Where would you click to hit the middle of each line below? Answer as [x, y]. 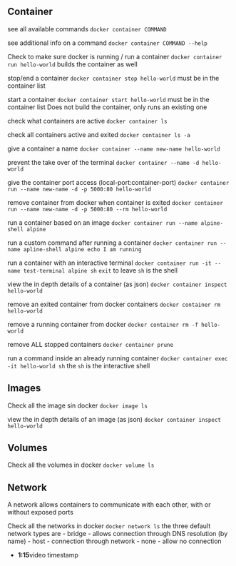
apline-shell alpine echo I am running [82, 249]
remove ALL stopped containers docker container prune [90, 344]
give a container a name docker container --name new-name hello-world [114, 148]
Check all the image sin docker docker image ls [78, 405]
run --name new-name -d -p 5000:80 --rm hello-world [87, 209]
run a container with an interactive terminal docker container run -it [109, 263]
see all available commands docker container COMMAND [87, 29]
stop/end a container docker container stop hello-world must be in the [113, 78]
